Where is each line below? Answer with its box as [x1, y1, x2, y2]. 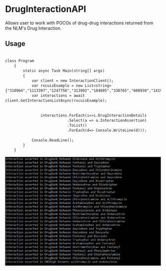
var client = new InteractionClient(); [31, 78, 114, 83]
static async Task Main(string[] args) [23, 68, 105, 73]
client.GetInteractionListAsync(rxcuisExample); [5, 98, 107, 103]
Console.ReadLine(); [31, 137, 74, 142]
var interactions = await [31, 93, 85, 98]
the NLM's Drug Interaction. [5, 25, 62, 31]
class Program [5, 58, 35, 63]
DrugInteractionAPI [5, 3, 86, 15]
